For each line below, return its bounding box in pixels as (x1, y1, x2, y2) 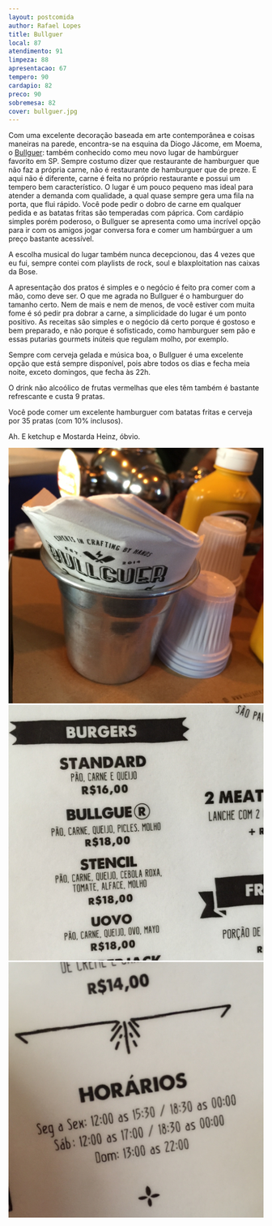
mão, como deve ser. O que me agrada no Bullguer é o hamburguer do (8, 291, 244, 301)
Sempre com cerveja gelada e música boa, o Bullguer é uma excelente (8, 350, 244, 360)
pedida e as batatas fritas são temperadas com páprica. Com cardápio (8, 208, 244, 218)
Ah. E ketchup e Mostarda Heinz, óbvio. (8, 432, 141, 441)
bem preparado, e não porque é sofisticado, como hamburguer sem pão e (8, 325, 256, 336)
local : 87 (8, 39, 42, 47)
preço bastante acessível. (8, 234, 95, 243)
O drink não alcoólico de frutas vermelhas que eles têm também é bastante (8, 383, 260, 393)
